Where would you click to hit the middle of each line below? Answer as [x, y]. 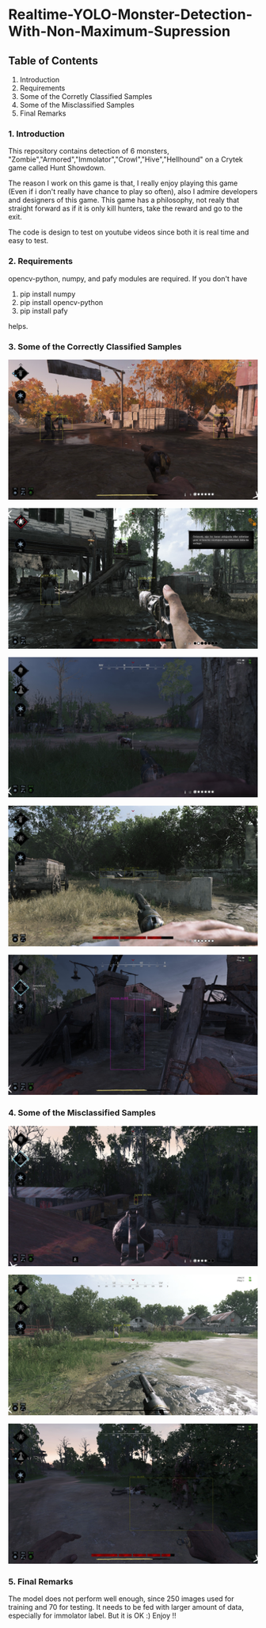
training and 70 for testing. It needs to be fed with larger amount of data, [126, 1607]
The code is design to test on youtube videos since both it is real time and [129, 232]
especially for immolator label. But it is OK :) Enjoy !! [92, 1616]
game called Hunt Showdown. [57, 168]
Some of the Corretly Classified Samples [86, 96]
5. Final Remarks [41, 1582]
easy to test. [28, 241]
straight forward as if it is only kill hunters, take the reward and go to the [125, 208]
